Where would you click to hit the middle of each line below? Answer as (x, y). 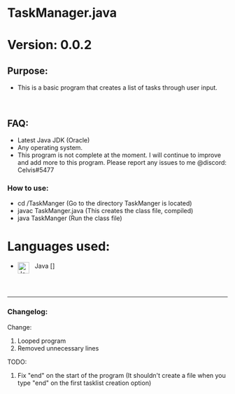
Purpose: (28, 70)
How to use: (28, 188)
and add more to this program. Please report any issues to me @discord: (122, 162)
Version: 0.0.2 (50, 45)
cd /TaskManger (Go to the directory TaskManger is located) (105, 203)
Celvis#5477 (36, 170)
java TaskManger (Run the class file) (70, 218)
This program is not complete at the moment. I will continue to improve (119, 155)
